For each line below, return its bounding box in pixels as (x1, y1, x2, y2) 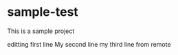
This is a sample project (7, 27, 75, 35)
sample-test (7, 4, 79, 20)
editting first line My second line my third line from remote (7, 40, 171, 48)
